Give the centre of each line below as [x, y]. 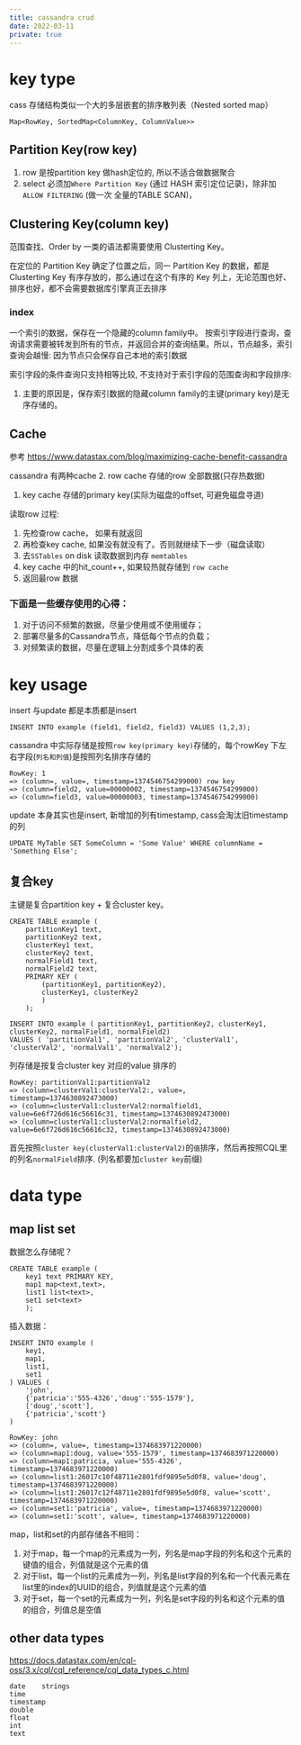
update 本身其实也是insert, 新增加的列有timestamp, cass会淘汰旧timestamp [149, 815]
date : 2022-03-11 [42, 26]
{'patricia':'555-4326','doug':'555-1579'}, [110, 1398]
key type [43, 79]
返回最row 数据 [50, 578]
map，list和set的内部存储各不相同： [75, 1534]
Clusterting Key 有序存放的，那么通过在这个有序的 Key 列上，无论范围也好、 [150, 276]
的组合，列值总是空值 [62, 1610]
